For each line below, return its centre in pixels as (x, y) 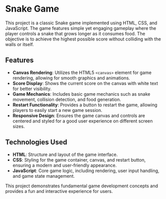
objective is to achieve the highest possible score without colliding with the (83, 39)
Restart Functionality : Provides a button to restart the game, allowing (85, 105)
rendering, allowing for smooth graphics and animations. (71, 78)
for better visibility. (32, 89)
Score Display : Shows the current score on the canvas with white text (85, 83)
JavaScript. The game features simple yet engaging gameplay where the (81, 28)
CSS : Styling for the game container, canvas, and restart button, (79, 160)
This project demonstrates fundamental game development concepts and (81, 186)
